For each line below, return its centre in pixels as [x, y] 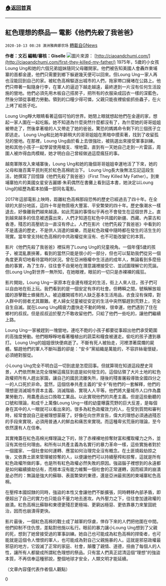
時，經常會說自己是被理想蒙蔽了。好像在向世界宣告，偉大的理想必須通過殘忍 [83, 415]
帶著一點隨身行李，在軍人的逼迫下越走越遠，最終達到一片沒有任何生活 [85, 87]
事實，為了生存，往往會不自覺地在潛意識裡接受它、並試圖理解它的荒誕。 [87, 266]
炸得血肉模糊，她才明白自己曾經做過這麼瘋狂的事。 [70, 153]
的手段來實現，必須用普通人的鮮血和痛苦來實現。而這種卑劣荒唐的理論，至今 [83, 422]
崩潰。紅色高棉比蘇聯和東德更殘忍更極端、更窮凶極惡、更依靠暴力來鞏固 [79, 505]
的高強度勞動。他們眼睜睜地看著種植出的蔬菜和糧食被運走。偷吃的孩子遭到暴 [83, 337]
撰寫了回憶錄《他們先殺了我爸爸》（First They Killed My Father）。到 [86, 176]
